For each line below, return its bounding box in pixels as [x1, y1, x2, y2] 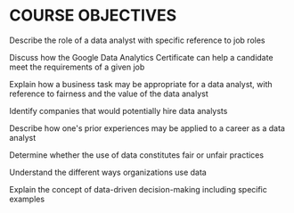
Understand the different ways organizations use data [9, 167, 207, 177]
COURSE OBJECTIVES [9, 5, 177, 26]
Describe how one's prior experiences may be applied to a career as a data [9, 122, 285, 134]
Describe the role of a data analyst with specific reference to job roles [9, 35, 265, 45]
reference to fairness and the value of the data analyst [9, 88, 209, 99]
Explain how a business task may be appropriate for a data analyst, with [9, 78, 274, 89]
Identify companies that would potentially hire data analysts [9, 105, 228, 116]
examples [9, 193, 45, 204]
